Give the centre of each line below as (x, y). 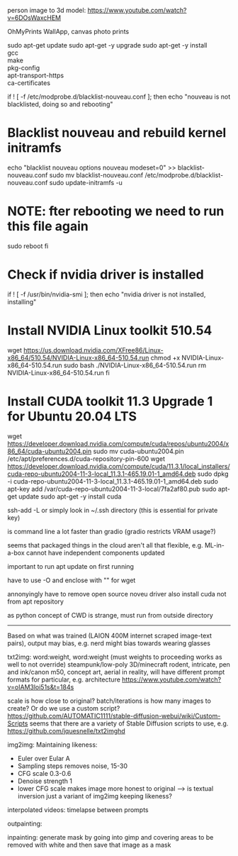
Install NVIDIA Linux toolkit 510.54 (110, 330)
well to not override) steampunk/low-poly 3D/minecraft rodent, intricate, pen (119, 664)
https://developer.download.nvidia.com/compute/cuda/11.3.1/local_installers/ (119, 466)
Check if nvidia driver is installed (106, 275)
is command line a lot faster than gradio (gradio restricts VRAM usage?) (112, 531)
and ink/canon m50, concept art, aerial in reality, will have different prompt (116, 672)
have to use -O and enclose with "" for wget (72, 580)
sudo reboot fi (28, 246)
